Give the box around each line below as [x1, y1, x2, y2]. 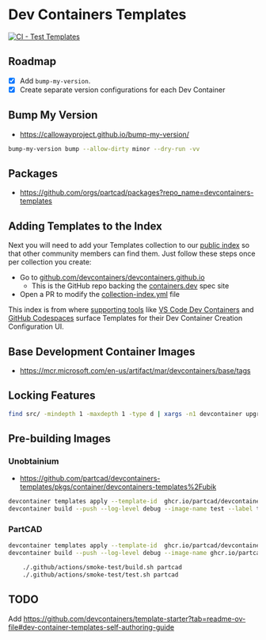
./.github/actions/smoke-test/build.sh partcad [22, 564, 182, 572]
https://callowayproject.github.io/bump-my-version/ [19, 129, 190, 139]
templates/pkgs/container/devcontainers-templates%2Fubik [19, 482, 217, 492]
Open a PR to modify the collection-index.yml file [19, 290, 180, 299]
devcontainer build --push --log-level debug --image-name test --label [8, 505, 253, 513]
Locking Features [8, 389, 96, 403]
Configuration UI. [8, 322, 65, 331]
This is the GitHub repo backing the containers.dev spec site [31, 281, 230, 291]
